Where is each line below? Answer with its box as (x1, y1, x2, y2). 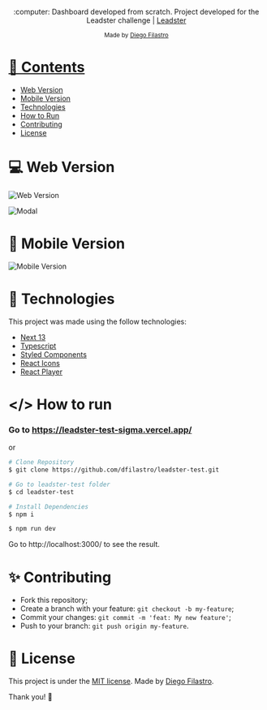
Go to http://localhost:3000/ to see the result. (8, 540, 161, 549)
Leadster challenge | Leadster (86, 15, 187, 25)
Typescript (19, 341, 57, 351)
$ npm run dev (8, 525, 57, 533)
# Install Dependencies (8, 502, 89, 510)
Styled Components (19, 349, 88, 359)
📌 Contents (8, 58, 85, 76)
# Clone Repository (8, 458, 75, 467)
